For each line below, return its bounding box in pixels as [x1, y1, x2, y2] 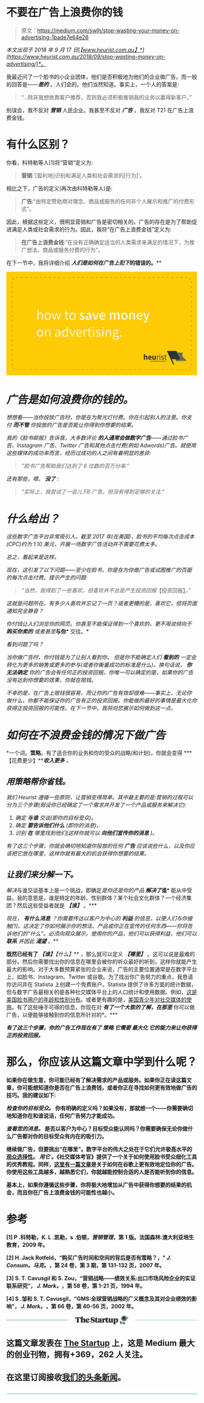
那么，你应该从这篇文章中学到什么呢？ [6, 1055, 198, 1069]
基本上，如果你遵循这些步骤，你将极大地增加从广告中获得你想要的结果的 [6, 1181, 186, 1188]
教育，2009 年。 [6, 1241, 48, 1248]
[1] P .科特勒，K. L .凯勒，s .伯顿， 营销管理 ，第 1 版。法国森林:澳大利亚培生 [6, 1234, 194, 1241]
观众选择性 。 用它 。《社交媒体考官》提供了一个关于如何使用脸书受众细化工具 [6, 1153, 197, 1160]
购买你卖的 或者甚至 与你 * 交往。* [6, 628, 89, 635]
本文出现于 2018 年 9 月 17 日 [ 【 [6, 46, 83, 53]
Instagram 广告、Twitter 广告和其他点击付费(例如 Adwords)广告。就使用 [16, 442, 197, 449]
